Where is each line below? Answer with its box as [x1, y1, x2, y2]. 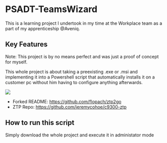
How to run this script [5, 118, 75, 127]
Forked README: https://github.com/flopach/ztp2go [12, 98, 122, 104]
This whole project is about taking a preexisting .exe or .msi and [5, 68, 138, 75]
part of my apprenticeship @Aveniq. [5, 25, 80, 31]
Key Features [5, 40, 48, 49]
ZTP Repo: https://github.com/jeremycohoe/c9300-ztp [12, 104, 127, 110]
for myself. [5, 59, 28, 65]
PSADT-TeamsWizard [5, 4, 97, 15]
